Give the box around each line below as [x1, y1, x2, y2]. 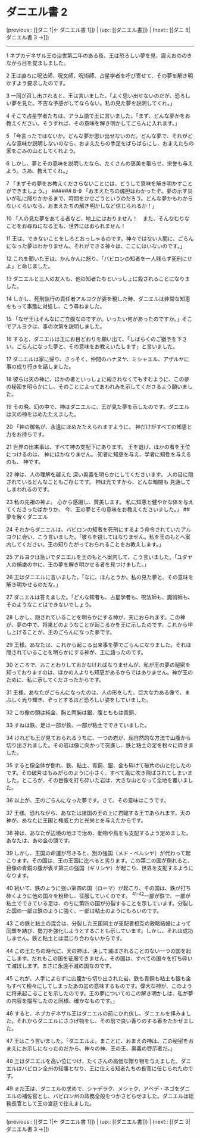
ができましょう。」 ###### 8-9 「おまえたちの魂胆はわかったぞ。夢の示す [6, 187, 187, 194]
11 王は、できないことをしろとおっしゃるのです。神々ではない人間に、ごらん [6, 235, 194, 242]
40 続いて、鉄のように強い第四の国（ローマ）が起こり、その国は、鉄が [6, 884, 181, 892]
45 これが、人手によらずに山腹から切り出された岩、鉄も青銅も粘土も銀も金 [6, 974, 192, 982]
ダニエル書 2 [6, 5, 68, 19]
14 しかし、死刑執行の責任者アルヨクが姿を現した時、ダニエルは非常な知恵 [6, 295, 190, 302]
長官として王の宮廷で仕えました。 [11, 1099, 95, 1107]
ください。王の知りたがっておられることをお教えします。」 [21, 540, 164, 548]
